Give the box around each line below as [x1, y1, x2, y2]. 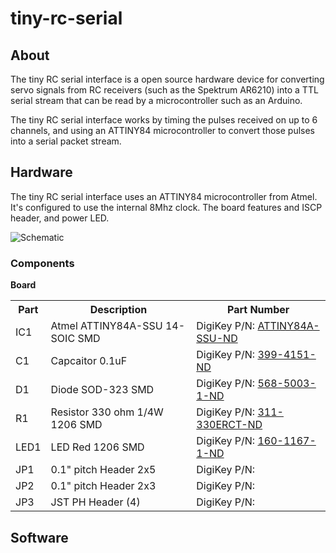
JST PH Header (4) [50, 495, 141, 509]
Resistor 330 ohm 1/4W [50, 405, 164, 419]
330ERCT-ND [196, 418, 263, 432]
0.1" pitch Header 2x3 [50, 479, 157, 493]
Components [10, 256, 75, 270]
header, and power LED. [10, 212, 110, 224]
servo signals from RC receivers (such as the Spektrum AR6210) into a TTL [10, 84, 319, 96]
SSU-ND [196, 332, 238, 346]
